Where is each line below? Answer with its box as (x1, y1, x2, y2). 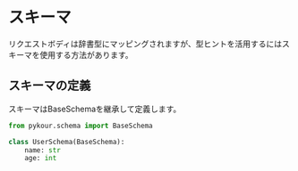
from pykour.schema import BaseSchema (8, 121, 153, 130)
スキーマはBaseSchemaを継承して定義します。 (8, 103, 182, 114)
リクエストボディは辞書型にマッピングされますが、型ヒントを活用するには (8, 38, 283, 49)
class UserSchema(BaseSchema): (8, 137, 125, 146)
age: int (24, 154, 57, 163)
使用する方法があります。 (38, 49, 133, 60)
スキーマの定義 (8, 78, 91, 94)
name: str (24, 145, 62, 155)
